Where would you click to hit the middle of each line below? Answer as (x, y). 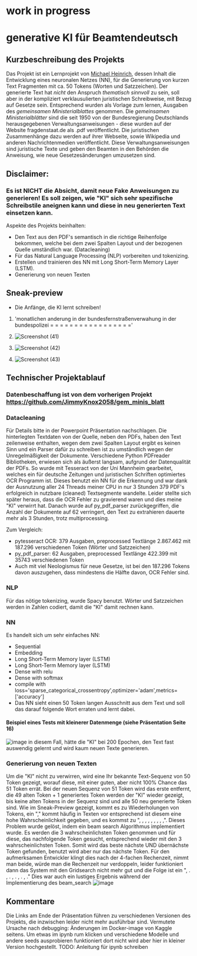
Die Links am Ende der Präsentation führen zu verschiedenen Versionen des (98, 916)
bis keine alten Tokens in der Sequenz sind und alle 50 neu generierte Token (99, 801)
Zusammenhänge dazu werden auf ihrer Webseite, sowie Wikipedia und (93, 136)
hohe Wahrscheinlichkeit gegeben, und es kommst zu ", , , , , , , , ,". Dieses (96, 820)
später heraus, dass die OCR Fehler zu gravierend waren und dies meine (94, 500)
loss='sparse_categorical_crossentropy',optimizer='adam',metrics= (96, 690)
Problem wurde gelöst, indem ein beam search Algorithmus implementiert (95, 826)
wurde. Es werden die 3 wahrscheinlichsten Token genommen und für (91, 833)
